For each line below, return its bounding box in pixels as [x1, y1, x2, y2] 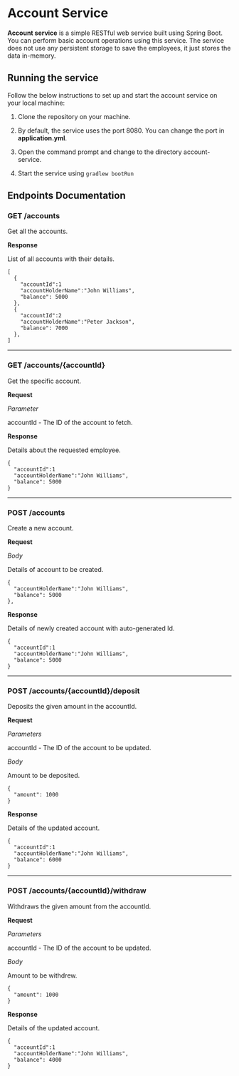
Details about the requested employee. [7, 446, 121, 454]
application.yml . [17, 133, 68, 142]
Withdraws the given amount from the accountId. [7, 902, 152, 911]
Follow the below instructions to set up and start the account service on [7, 91, 218, 99]
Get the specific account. [7, 376, 82, 385]
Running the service [7, 72, 99, 84]
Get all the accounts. [7, 227, 68, 236]
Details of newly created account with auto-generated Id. [7, 624, 175, 632]
